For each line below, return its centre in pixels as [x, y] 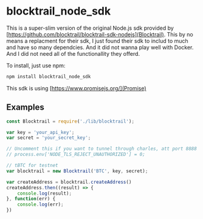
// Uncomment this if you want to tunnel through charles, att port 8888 [102, 149]
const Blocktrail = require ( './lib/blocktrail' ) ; [71, 121]
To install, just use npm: [36, 66]
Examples [25, 107]
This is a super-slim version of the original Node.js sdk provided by [90, 28]
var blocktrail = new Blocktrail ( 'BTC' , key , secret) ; [77, 171]
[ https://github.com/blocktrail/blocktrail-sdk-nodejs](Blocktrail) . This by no [100, 34]
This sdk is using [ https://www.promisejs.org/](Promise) [77, 88]
